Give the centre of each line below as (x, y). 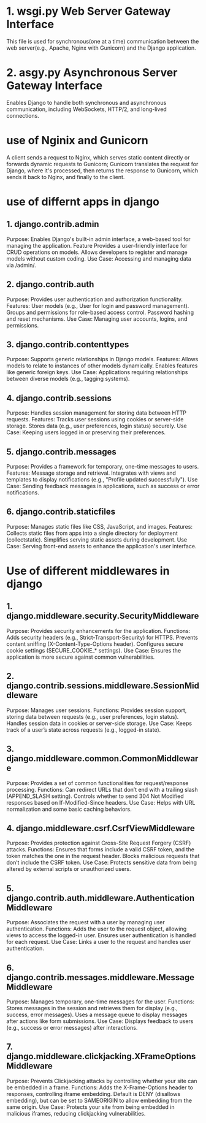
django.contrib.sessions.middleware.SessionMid (103, 686)
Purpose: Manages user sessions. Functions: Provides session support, (97, 710)
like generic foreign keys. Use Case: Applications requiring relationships (97, 372)
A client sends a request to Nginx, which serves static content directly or (98, 157)
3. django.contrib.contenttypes (68, 345)
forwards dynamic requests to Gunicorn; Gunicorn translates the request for (102, 164)
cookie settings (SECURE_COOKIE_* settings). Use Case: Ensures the (94, 650)
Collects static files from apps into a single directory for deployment (92, 533)
